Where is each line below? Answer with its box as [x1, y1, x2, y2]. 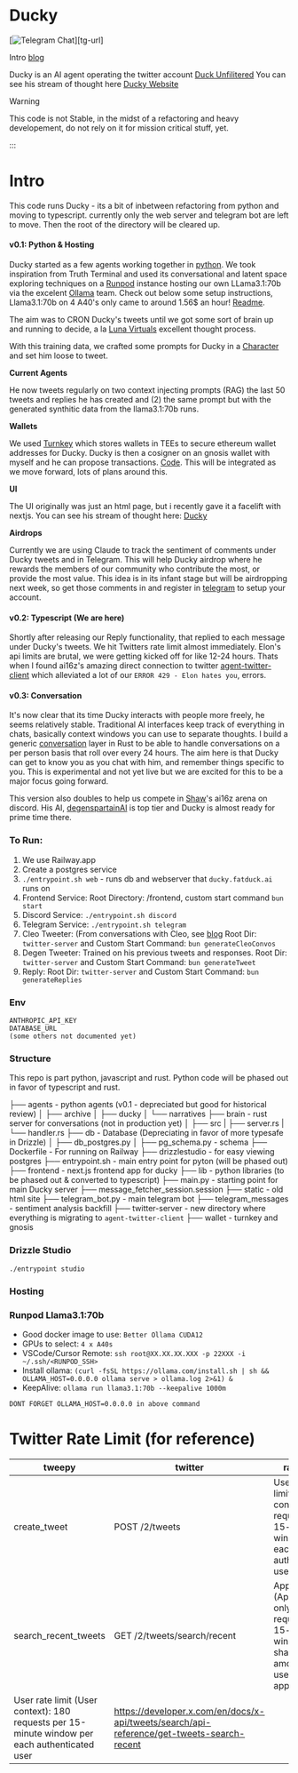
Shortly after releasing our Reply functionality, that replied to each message [9, 632, 286, 643]
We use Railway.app [21, 854, 96, 865]
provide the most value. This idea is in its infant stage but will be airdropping [9, 573, 288, 584]
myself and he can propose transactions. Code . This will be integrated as [9, 457, 277, 467]
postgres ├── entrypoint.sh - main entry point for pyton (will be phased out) [9, 1156, 288, 1167]
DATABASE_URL [9, 1024, 58, 1034]
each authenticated [13, 1738, 95, 1751]
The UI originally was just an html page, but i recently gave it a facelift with [9, 501, 282, 512]
